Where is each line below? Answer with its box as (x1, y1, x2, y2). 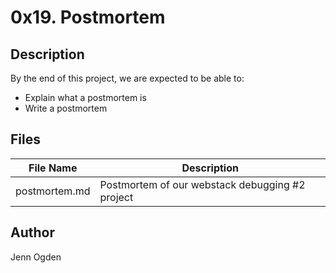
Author (10, 224, 55, 241)
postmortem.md (15, 184, 91, 198)
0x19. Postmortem (10, 6, 166, 29)
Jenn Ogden (10, 251, 62, 263)
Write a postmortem (24, 102, 108, 114)
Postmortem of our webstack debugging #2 (99, 177, 306, 191)
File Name (28, 161, 78, 175)
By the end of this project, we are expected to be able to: (10, 72, 245, 84)
